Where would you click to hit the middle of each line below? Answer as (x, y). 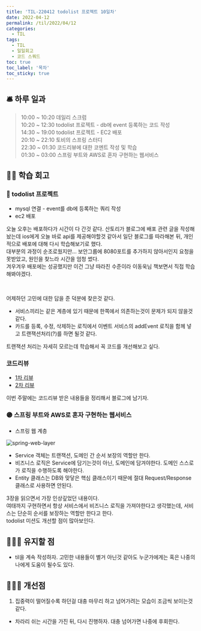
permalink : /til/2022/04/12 (41, 23)
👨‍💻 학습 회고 (28, 176)
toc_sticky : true (28, 73)
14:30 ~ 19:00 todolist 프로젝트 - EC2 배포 (71, 132)
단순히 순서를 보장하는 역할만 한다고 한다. (65, 513)
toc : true (19, 62)
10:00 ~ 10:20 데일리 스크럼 (54, 117)
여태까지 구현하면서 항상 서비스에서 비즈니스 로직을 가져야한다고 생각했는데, (94, 506)
